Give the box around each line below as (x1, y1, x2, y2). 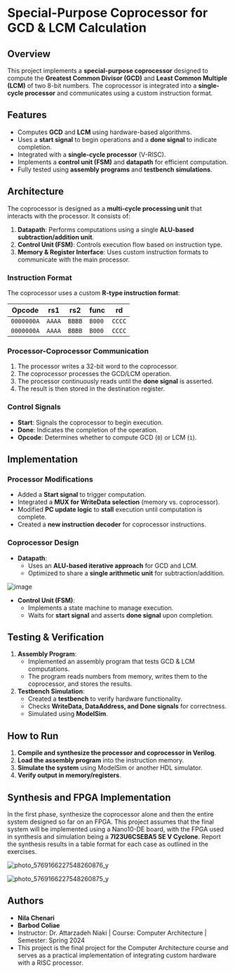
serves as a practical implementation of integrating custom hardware (17, 951, 217, 959)
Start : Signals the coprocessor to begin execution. (17, 418, 163, 427)
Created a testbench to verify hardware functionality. (27, 694, 182, 703)
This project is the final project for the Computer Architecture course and (17, 943, 229, 952)
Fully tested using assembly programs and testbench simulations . (17, 165, 213, 174)
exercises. (7, 847, 37, 855)
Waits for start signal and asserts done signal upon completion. (27, 611, 214, 619)
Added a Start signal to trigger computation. (17, 491, 147, 499)
